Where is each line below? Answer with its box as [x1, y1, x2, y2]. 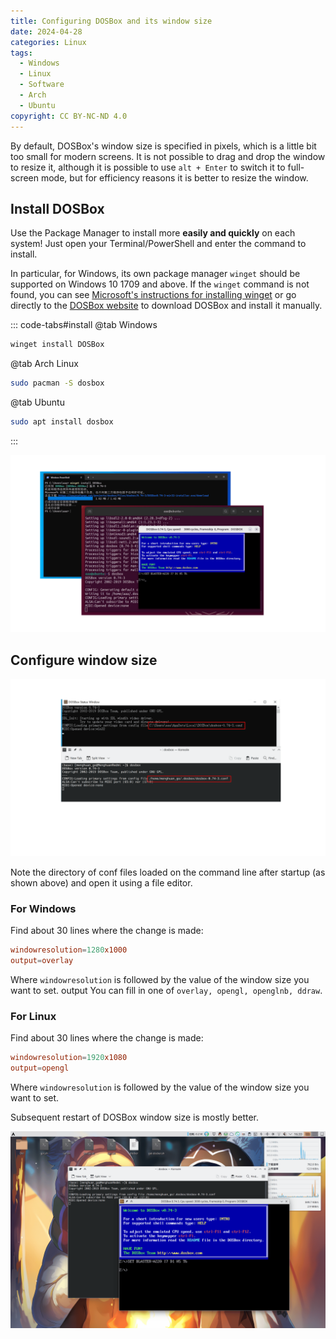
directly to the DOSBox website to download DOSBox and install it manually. [10, 300, 323, 312]
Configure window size [10, 651, 158, 669]
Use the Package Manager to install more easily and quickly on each [10, 227, 296, 239]
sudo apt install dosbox [10, 417, 114, 427]
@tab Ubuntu [10, 396, 65, 409]
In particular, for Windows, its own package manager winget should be [10, 268, 301, 280]
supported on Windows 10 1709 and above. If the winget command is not [10, 278, 310, 290]
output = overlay [10, 955, 74, 965]
